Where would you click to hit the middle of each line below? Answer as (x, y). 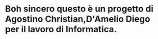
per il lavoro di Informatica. (61, 29)
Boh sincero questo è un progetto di (79, 9)
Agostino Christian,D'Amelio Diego (78, 19)
